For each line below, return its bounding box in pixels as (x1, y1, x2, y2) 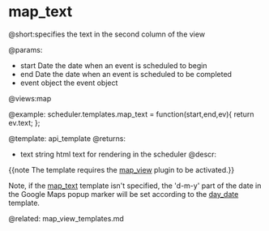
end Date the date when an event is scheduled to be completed (19, 69, 233, 79)
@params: (8, 45, 43, 54)
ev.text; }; (8, 118, 41, 127)
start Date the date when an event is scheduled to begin (19, 60, 207, 71)
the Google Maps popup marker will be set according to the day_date (8, 189, 239, 199)
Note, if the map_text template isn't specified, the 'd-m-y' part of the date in (8, 181, 262, 190)
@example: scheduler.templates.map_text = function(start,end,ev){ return (8, 109, 254, 119)
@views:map (8, 93, 52, 103)
